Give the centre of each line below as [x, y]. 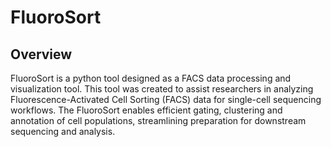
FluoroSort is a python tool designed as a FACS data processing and [151, 78]
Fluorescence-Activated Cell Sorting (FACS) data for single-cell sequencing [166, 99]
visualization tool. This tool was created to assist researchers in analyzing [162, 89]
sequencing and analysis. [63, 131]
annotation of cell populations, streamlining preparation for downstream [158, 120]
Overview [41, 54]
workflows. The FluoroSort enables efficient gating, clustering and [146, 110]
